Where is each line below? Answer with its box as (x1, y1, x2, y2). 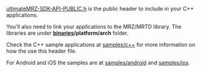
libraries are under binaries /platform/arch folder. (6, 29, 129, 37)
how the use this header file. (6, 47, 77, 55)
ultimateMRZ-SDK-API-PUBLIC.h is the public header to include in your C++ (6, 5, 194, 12)
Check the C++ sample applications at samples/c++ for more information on (6, 41, 196, 48)
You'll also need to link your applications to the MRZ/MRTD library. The (6, 23, 182, 30)
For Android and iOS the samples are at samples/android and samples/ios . (6, 59, 191, 66)
